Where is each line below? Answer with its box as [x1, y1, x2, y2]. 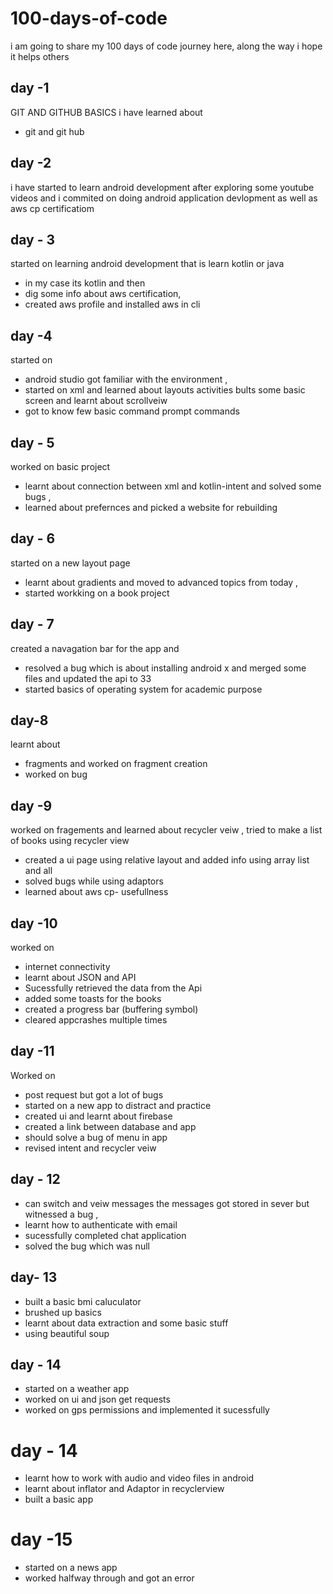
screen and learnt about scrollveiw [24, 395, 168, 407]
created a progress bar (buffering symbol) [24, 1003, 199, 1016]
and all [24, 865, 53, 877]
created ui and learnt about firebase [24, 1110, 173, 1122]
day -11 [10, 1043, 55, 1060]
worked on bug [24, 768, 88, 781]
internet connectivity [24, 961, 111, 973]
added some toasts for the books [24, 993, 162, 1005]
